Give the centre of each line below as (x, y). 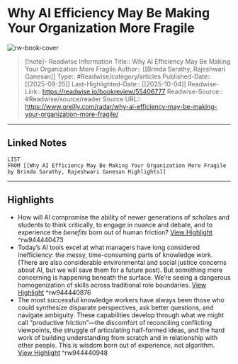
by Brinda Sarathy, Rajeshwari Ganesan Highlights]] (87, 171)
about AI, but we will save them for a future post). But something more (120, 270)
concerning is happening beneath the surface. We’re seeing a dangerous (124, 277)
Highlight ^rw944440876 (54, 292)
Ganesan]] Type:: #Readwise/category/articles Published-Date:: (118, 76)
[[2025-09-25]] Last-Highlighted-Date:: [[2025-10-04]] (105, 84)
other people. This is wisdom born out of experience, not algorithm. (116, 345)
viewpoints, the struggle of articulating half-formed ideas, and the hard (121, 330)
